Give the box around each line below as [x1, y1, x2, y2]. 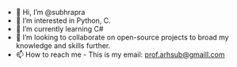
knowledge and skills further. [15, 41, 111, 50]
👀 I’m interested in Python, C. [15, 16, 111, 25]
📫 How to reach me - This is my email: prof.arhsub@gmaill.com [15, 50, 225, 59]
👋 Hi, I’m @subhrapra [15, 8, 86, 17]
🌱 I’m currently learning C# [15, 24, 104, 33]
